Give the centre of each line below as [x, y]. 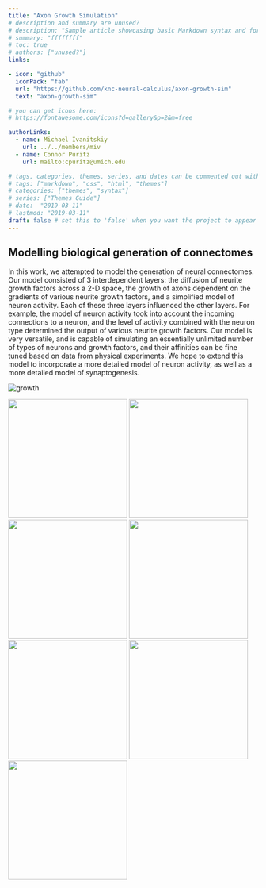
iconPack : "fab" [42, 81]
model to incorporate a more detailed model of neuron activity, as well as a [130, 364]
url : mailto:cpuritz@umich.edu [74, 162]
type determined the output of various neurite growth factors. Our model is [130, 331]
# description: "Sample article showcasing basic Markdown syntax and [127, 30]
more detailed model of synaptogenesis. [74, 373]
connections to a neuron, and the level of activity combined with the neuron [131, 322]
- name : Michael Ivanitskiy [62, 140]
